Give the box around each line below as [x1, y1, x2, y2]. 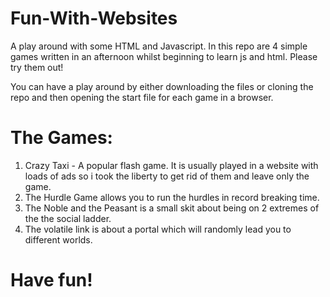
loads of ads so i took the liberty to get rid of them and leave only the [24, 170, 310, 182]
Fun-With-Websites [10, 7, 178, 30]
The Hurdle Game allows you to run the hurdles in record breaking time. [24, 191, 320, 203]
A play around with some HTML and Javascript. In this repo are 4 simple [10, 40, 308, 52]
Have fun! [10, 269, 93, 292]
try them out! [10, 61, 64, 73]
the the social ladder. [24, 212, 112, 224]
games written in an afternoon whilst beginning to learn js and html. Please [10, 50, 318, 62]
